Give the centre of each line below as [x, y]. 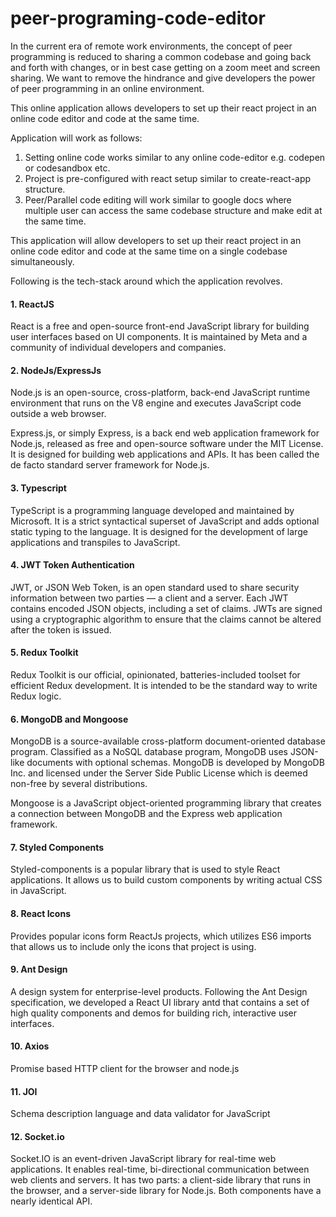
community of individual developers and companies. [118, 348]
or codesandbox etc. [67, 168]
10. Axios [30, 1046]
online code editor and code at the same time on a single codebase [149, 251]
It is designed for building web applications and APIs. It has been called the [165, 454]
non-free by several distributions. [79, 784]
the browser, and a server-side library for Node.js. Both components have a [166, 1191]
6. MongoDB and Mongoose [69, 719]
